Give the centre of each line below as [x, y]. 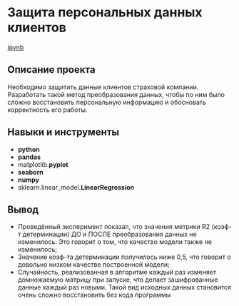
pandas [29, 157]
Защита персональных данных [105, 12]
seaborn [31, 172]
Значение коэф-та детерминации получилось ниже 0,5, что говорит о [124, 257]
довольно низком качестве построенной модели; [93, 265]
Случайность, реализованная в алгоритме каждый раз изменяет [117, 272]
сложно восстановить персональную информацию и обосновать [107, 102]
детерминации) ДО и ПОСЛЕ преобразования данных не [110, 234]
